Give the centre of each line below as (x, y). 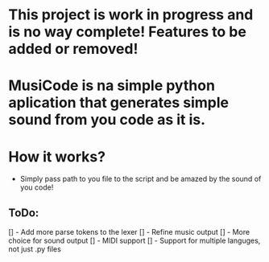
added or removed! (73, 49)
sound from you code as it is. (107, 120)
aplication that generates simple (119, 103)
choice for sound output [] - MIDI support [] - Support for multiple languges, (134, 241)
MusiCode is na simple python (112, 86)
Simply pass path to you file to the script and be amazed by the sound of (141, 179)
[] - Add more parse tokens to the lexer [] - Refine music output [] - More (129, 232)
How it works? (57, 156)
